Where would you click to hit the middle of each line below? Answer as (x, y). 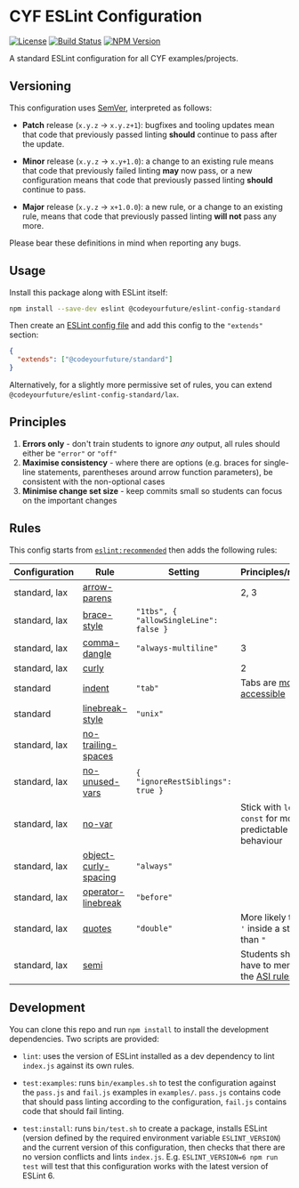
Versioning (40, 86)
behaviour (261, 840)
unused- (101, 781)
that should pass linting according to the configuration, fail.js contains (154, 1102)
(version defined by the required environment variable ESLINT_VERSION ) (151, 1137)
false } (152, 629)
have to (255, 965)
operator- (104, 892)
